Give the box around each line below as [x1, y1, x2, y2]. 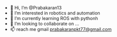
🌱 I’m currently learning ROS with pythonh [10, 15, 98, 21]
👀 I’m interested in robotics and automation [10, 10, 100, 16]
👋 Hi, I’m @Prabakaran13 [10, 5, 62, 10]
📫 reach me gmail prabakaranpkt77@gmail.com [10, 26, 112, 32]
